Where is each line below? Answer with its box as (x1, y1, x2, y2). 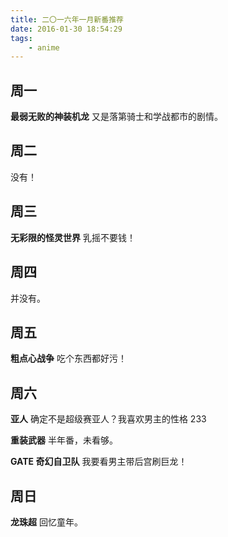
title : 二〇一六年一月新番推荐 (10, 14, 124, 25)
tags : (10, 33, 33, 43)
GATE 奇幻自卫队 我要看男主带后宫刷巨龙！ (10, 456, 188, 468)
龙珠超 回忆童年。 (10, 516, 83, 528)
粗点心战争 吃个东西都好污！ (10, 352, 127, 365)
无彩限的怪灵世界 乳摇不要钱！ (10, 231, 136, 243)
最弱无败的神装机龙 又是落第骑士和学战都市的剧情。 (10, 111, 223, 123)
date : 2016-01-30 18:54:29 (10, 24, 123, 34)
